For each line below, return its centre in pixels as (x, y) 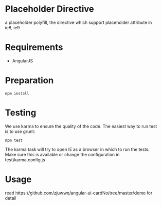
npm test (14, 140)
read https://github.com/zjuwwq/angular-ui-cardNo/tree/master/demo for (79, 193)
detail (11, 198)
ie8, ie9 (13, 27)
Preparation (29, 81)
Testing (21, 112)
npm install (17, 93)
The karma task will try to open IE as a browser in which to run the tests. (77, 149)
